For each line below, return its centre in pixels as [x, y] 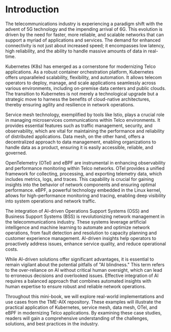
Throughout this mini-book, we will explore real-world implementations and [84, 296]
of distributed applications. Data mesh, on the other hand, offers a [75, 136]
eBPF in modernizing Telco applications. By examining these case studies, [84, 312]
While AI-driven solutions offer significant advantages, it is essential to [80, 259]
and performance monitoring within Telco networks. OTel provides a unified [85, 168]
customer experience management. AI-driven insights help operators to [81, 238]
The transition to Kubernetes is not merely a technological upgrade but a [82, 94]
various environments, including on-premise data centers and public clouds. [86, 88]
